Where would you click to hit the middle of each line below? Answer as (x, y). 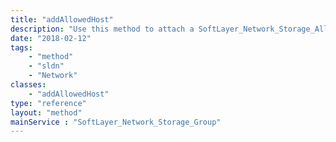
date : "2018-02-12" (51, 38)
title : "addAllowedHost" (62, 19)
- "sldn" (46, 66)
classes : (28, 85)
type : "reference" (48, 103)
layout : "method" (46, 112)
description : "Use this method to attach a (102, 29)
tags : (21, 47)
